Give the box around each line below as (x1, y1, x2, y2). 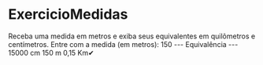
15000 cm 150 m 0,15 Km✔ (8, 48, 94, 57)
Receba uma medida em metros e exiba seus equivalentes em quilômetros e (8, 31, 256, 41)
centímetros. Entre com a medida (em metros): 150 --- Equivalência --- (8, 39, 239, 49)
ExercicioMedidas (8, 5, 128, 23)
